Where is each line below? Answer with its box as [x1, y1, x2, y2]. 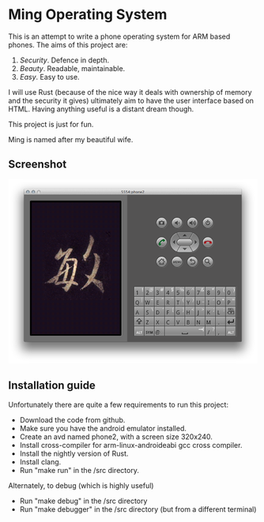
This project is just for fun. [8, 119, 94, 129]
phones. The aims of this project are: [8, 39, 128, 49]
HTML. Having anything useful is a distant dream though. [8, 104, 194, 114]
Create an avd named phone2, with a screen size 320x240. [19, 432, 213, 441]
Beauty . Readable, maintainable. [19, 63, 126, 73]
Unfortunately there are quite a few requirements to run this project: [8, 400, 229, 409]
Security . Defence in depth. [19, 55, 110, 65]
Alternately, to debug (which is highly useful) [8, 480, 154, 490]
